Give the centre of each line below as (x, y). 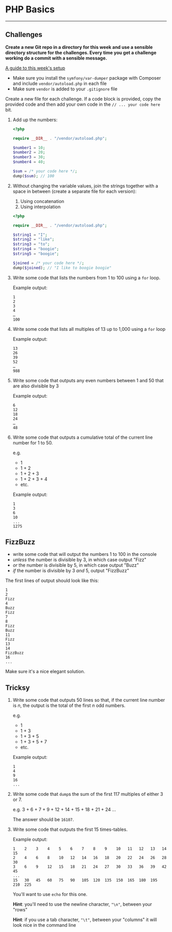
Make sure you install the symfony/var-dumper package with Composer (87, 78)
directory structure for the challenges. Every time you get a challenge (81, 52)
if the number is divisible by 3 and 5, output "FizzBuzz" (71, 571)
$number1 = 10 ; (29, 147)
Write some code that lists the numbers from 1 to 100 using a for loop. (87, 277)
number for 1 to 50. (33, 442)
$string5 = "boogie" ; (36, 254)
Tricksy (18, 688)
